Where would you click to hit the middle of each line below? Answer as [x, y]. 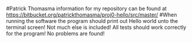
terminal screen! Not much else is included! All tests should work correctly [96, 27]
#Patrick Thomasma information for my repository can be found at [86, 9]
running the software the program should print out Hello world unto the [92, 21]
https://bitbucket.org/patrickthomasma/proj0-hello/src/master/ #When [92, 15]
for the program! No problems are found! [55, 34]
